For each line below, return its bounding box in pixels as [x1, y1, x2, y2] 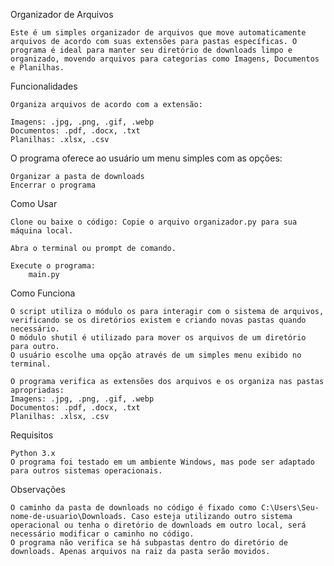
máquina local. [10, 226, 74, 236]
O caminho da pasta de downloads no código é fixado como [10, 503, 257, 513]
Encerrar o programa [10, 180, 97, 190]
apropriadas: [10, 385, 65, 395]
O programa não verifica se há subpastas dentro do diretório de [10, 538, 288, 548]
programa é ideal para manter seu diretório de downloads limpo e [10, 45, 293, 55]
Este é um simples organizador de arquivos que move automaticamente [10, 28, 307, 38]
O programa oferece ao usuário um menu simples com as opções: [10, 152, 283, 164]
